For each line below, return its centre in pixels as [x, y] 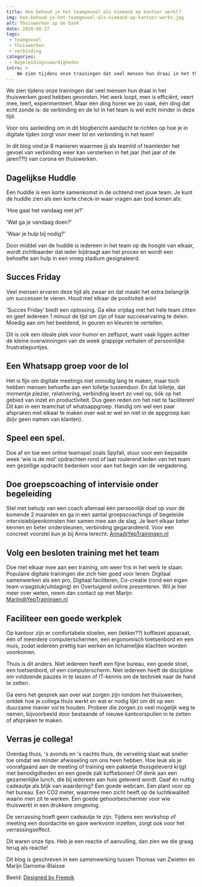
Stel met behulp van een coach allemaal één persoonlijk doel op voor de [96, 508]
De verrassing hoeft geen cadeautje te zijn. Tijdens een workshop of [91, 816]
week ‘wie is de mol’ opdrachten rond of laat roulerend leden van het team [98, 459]
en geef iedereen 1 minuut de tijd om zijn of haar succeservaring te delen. [97, 316]
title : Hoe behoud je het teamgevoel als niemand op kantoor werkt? [94, 12]
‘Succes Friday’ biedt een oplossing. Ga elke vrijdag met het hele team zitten [101, 310]
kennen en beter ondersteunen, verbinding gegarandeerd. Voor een [90, 528]
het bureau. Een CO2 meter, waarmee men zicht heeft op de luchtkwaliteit [98, 792]
